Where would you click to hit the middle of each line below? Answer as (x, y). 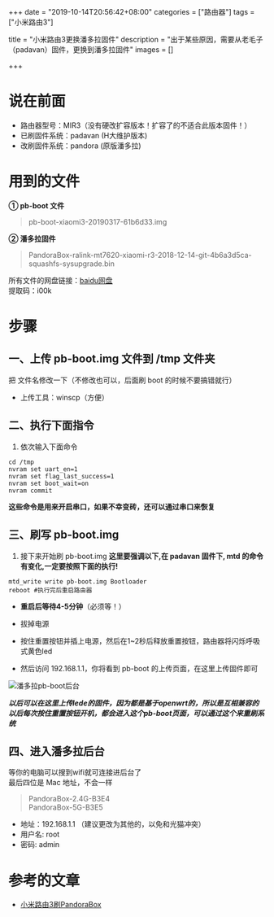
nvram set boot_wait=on (49, 483)
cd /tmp (22, 462)
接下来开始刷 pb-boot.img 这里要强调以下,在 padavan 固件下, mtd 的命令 (142, 556)
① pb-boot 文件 (37, 205)
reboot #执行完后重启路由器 (50, 590)
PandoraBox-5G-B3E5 (65, 807)
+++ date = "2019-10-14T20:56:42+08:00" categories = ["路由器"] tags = (132, 12)
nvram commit (30, 491)
